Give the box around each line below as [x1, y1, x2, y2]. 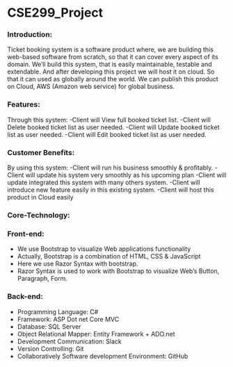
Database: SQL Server [17, 322, 81, 331]
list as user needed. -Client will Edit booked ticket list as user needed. [7, 130, 207, 138]
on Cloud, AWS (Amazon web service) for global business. [7, 82, 175, 91]
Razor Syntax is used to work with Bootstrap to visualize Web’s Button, [17, 267, 220, 275]
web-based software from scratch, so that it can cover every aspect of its [7, 53, 219, 61]
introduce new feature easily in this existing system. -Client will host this [7, 186, 214, 194]
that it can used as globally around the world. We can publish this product [7, 75, 219, 83]
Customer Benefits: [7, 147, 75, 157]
